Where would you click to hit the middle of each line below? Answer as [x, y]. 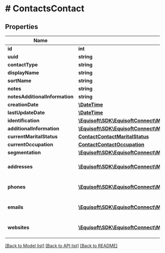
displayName [23, 73]
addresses [20, 167]
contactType [23, 65]
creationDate [23, 105]
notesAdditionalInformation [41, 97]
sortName [20, 81]
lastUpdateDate [26, 112]
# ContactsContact [45, 9]
